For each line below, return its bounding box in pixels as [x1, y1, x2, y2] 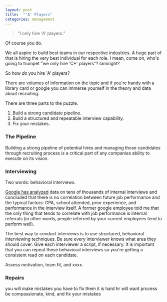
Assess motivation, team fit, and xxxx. [5, 261, 83, 267]
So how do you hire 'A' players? [5, 70, 70, 76]
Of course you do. [5, 40, 42, 46]
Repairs [5, 274, 24, 281]
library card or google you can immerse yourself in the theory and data [5, 85, 151, 91]
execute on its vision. [5, 155, 49, 161]
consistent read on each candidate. [5, 252, 78, 258]
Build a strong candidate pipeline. [12, 110, 81, 116]
